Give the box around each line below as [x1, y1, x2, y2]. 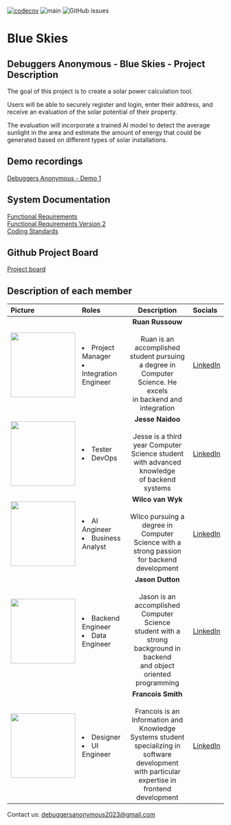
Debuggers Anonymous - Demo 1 [7, 174, 102, 182]
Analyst [82, 542, 107, 551]
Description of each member [7, 285, 133, 296]
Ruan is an [140, 334, 175, 344]
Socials [192, 305, 218, 315]
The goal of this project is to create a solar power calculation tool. [7, 87, 193, 95]
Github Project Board [7, 247, 98, 258]
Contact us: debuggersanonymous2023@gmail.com [7, 811, 156, 819]
